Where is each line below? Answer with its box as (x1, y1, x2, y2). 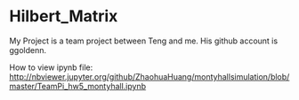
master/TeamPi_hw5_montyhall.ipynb (9, 81, 147, 91)
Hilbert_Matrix (9, 6, 118, 27)
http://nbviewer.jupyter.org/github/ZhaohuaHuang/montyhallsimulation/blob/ (9, 71, 290, 81)
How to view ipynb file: (9, 62, 93, 73)
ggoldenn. (9, 44, 47, 55)
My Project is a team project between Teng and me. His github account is (9, 35, 279, 46)
